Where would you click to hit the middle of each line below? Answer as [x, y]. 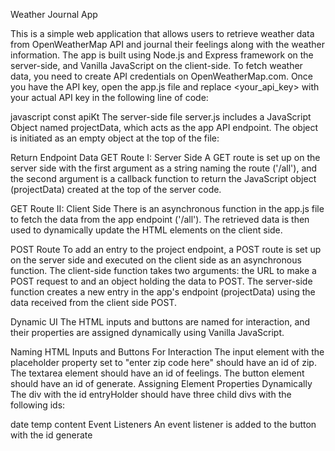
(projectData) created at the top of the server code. [116, 189]
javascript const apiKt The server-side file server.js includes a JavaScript [161, 117]
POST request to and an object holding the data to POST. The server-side [161, 281]
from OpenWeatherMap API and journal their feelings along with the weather [167, 44]
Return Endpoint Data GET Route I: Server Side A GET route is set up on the [165, 157]
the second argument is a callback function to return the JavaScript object [163, 178]
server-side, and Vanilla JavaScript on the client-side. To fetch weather [156, 65]
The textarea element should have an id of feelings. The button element [157, 373]
